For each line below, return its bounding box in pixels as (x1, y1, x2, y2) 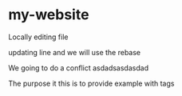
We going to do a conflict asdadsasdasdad (8, 62, 149, 73)
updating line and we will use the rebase (8, 47, 141, 57)
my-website (8, 6, 89, 24)
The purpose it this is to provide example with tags (8, 78, 175, 88)
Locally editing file (8, 32, 69, 42)
